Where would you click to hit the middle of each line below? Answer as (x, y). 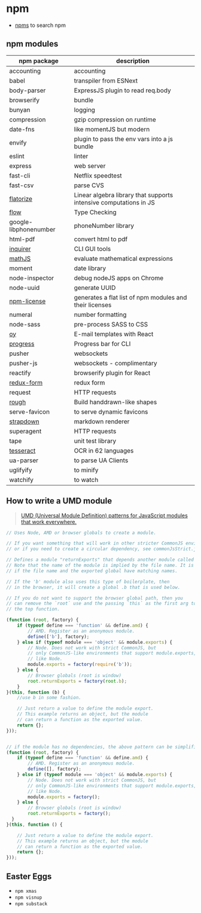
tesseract (22, 450)
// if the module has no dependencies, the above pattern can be (89, 747)
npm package (39, 60)
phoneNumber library (104, 225)
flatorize (21, 199)
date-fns (22, 129)
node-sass (25, 324)
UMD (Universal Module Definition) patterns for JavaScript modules (104, 515)
